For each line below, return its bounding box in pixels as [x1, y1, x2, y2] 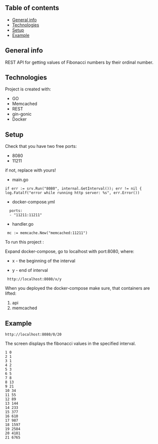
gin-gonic [12, 111, 32, 117]
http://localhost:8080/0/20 [5, 332, 62, 337]
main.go [12, 177, 29, 183]
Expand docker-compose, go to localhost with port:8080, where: [5, 249, 135, 254]
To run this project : [5, 239, 44, 245]
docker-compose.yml [12, 199, 55, 205]
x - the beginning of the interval [12, 258, 76, 264]
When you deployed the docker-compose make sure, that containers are [5, 285, 150, 291]
